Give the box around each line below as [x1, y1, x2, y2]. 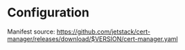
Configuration [7, 5, 90, 21]
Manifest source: [7, 27, 55, 36]
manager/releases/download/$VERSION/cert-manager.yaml [7, 34, 178, 42]
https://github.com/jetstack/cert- [56, 27, 151, 36]
